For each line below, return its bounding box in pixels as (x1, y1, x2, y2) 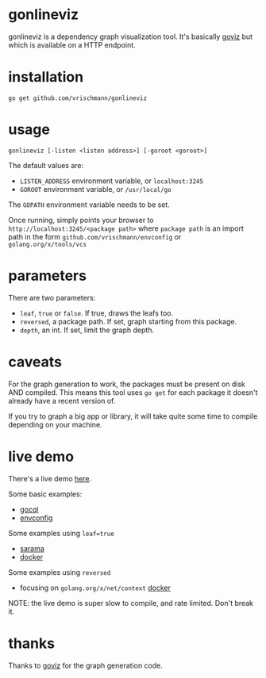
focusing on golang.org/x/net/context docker (19, 583, 171, 592)
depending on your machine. (8, 419, 102, 429)
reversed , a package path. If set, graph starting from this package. (19, 316, 237, 326)
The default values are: (8, 160, 84, 170)
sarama (19, 543, 45, 553)
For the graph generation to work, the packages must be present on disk (8, 379, 246, 389)
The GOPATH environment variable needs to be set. (8, 200, 171, 209)
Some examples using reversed (8, 567, 111, 576)
